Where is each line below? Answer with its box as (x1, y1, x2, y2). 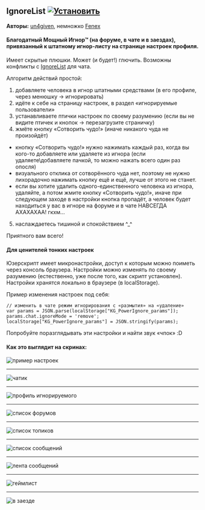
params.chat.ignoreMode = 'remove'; (6, 314, 99, 320)
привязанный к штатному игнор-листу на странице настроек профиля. (6, 43, 199, 50)
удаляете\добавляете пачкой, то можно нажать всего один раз (15, 157, 181, 164)
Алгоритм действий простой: (6, 74, 82, 82)
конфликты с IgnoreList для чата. (6, 63, 92, 70)
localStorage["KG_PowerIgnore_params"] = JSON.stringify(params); (6, 318, 179, 325)
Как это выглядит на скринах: (6, 343, 87, 351)
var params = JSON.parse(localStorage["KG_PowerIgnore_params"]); (6, 308, 179, 314)
